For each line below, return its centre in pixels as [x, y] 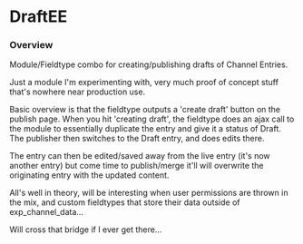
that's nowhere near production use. [78, 92]
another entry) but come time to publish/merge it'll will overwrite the [137, 166]
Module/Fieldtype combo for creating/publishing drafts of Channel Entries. [149, 64]
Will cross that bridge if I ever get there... [86, 229]
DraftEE [39, 17]
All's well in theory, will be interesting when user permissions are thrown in [149, 193]
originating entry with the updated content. [89, 175]
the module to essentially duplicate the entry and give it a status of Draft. [145, 129]
